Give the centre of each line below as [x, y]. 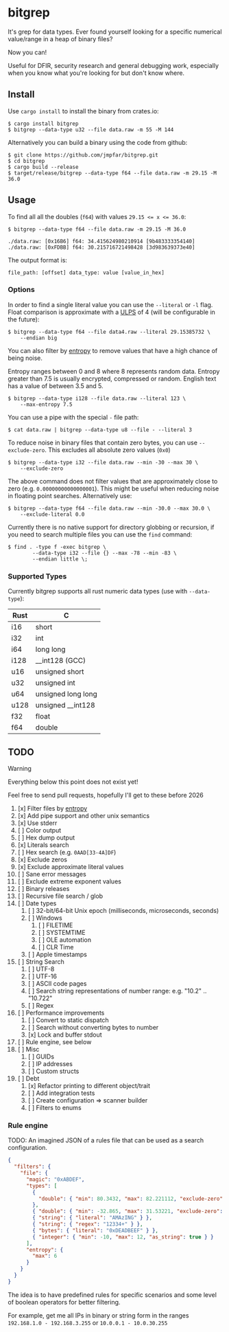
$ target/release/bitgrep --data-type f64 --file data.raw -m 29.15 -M [112, 173]
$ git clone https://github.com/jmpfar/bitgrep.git [83, 155]
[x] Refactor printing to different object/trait [89, 1085]
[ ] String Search [41, 961]
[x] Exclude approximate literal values [71, 866]
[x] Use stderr [37, 823]
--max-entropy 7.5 [46, 404]
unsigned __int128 [65, 705]
